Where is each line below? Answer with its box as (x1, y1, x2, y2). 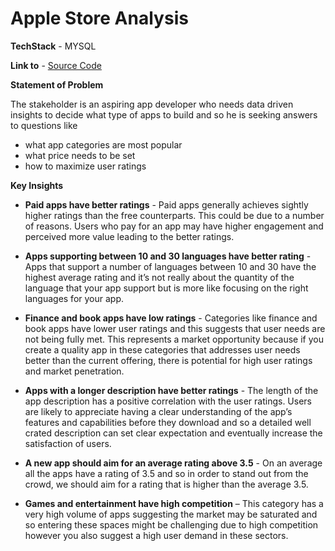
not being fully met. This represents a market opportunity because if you (24, 333, 324, 345)
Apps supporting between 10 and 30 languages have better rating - (24, 250, 312, 262)
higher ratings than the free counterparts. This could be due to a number (24, 209, 325, 221)
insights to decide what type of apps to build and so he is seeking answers (10, 108, 318, 121)
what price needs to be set (24, 149, 136, 161)
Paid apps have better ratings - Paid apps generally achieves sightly (24, 198, 309, 211)
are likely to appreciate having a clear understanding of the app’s (24, 405, 293, 417)
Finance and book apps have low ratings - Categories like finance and (24, 312, 318, 324)
